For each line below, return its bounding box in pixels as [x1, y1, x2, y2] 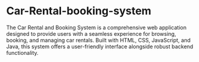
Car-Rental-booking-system [6, 4, 152, 18]
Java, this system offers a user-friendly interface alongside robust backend [6, 43, 194, 50]
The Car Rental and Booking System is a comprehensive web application [6, 24, 187, 31]
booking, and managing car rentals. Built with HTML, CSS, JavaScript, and [6, 36, 191, 44]
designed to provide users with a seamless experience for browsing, [6, 30, 177, 37]
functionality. [6, 49, 39, 56]
